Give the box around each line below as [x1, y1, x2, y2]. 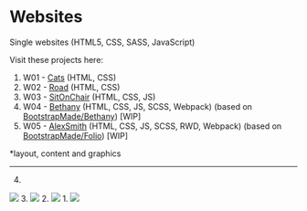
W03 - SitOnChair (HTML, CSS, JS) [22, 91, 156, 102]
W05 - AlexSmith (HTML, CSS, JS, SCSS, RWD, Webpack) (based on [22, 121, 282, 132]
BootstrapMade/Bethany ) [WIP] [22, 111, 142, 121]
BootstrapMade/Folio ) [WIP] [22, 130, 129, 141]
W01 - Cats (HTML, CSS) [22, 71, 117, 83]
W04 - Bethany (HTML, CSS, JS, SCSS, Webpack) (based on [22, 100, 253, 111]
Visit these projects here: [9, 54, 103, 65]
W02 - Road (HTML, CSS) [22, 81, 121, 92]
